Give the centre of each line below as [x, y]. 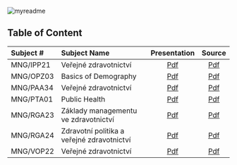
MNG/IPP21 [31, 65]
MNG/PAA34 [32, 87]
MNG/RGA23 [32, 115]
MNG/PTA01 [32, 99]
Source [214, 53]
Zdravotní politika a [93, 130]
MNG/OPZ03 [32, 76]
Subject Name [85, 53]
